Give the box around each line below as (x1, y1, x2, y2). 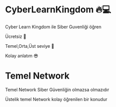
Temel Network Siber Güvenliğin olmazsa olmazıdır (5, 87, 110, 93)
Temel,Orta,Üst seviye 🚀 (5, 43, 55, 49)
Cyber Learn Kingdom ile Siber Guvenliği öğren (5, 23, 102, 30)
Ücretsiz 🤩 (5, 33, 26, 39)
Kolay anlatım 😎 (5, 53, 39, 59)
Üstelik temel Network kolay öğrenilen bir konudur (5, 96, 108, 102)
